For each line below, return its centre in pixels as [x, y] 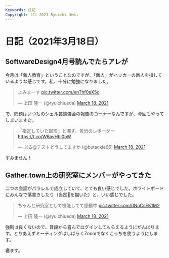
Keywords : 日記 [20, 10]
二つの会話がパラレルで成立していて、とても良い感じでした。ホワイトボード [85, 188]
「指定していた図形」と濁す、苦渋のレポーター [66, 131]
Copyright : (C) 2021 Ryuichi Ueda [42, 15]
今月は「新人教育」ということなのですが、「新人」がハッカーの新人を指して [84, 75]
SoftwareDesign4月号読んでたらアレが [67, 62]
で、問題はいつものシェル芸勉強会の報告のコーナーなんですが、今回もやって [85, 114]
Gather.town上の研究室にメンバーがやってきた [78, 175]
